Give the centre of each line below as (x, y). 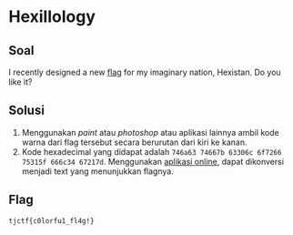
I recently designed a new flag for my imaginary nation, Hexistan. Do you (145, 72)
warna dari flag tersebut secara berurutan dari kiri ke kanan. (134, 142)
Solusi (26, 111)
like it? (20, 82)
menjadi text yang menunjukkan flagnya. (97, 171)
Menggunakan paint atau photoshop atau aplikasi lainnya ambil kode (150, 132)
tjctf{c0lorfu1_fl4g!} (51, 220)
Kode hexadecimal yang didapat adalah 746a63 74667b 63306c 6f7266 (152, 151)
